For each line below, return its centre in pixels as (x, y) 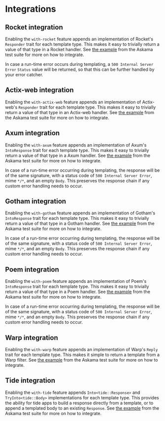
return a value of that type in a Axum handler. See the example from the (78, 155)
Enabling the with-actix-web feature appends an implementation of (73, 102)
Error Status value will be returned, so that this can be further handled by (80, 69)
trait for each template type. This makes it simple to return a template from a (82, 355)
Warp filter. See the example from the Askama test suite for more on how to (82, 360)
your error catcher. (24, 75)
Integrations (31, 9)
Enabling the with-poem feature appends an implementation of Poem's (76, 281)
